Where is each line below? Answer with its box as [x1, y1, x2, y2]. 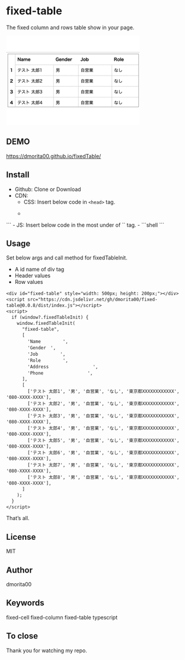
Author [6, 565, 33, 575]
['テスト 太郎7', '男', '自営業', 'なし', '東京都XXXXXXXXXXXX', [27, 462, 180, 468]
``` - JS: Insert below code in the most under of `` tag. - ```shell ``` [6, 221, 165, 229]
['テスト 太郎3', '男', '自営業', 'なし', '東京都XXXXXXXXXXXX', [27, 413, 180, 419]
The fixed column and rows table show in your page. [6, 24, 135, 31]
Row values [14, 279, 43, 286]
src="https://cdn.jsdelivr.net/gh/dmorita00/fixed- [27, 296, 158, 303]
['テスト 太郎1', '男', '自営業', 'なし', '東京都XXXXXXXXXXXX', [27, 389, 180, 395]
